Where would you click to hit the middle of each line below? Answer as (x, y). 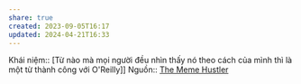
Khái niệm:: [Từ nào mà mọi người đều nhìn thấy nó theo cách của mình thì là (150, 61)
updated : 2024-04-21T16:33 (59, 34)
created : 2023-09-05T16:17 (59, 26)
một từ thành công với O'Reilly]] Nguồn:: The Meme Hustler (119, 70)
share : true (31, 18)
